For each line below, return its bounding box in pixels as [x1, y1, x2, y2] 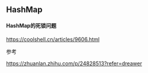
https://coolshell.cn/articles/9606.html [6, 36, 99, 43]
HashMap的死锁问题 [6, 22, 57, 29]
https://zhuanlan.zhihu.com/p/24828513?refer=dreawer [6, 59, 142, 67]
